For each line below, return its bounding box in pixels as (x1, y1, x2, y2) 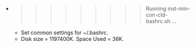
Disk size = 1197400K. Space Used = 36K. (20, 36, 124, 42)
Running (145, 5, 167, 12)
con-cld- (145, 11, 168, 18)
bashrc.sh (145, 18, 170, 24)
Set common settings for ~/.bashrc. (20, 29, 109, 36)
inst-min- (167, 5, 191, 12)
